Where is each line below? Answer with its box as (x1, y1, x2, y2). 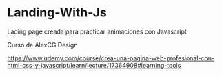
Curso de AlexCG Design (7, 40, 78, 49)
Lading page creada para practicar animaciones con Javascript (7, 27, 188, 36)
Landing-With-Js (7, 5, 107, 21)
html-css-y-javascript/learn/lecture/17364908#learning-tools (7, 61, 181, 69)
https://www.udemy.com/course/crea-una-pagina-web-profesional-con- (7, 53, 215, 62)
